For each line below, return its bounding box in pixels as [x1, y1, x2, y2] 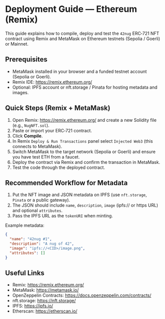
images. [12, 89, 29, 95]
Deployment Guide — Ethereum [5, 3, 137, 15]
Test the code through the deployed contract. [12, 164, 106, 170]
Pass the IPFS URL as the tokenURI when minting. [12, 213, 113, 219]
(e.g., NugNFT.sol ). [12, 122, 50, 128]
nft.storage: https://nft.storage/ [12, 298, 76, 304]
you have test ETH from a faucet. [12, 154, 80, 159]
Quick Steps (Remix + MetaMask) [5, 104, 110, 112]
